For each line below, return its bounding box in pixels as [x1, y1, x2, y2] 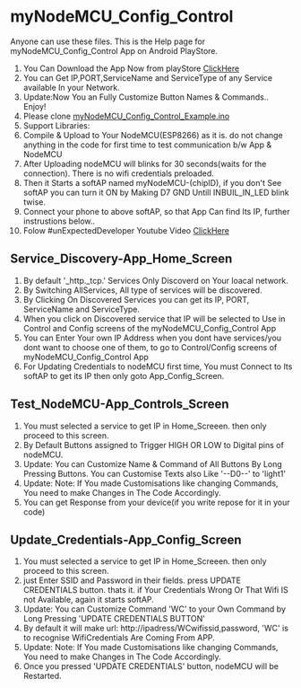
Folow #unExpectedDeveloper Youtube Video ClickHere [22, 225, 229, 235]
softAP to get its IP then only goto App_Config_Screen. [22, 370, 225, 381]
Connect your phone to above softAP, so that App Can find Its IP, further [22, 206, 290, 216]
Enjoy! [22, 101, 47, 111]
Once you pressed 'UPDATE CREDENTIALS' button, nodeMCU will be [22, 661, 279, 672]
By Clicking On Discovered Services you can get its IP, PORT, [22, 294, 250, 304]
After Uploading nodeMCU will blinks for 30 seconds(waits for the [22, 158, 267, 169]
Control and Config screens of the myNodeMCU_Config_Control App [22, 322, 277, 333]
